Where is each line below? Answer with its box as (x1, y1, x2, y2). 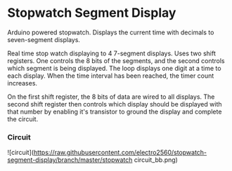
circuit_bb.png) (134, 156, 178, 164)
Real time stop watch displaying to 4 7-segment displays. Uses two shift (7, 49, 216, 57)
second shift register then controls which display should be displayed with (7, 100, 222, 108)
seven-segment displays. (7, 35, 81, 43)
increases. (7, 78, 37, 87)
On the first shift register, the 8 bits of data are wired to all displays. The (7, 93, 215, 101)
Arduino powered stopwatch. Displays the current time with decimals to (7, 28, 214, 36)
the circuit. (7, 114, 39, 123)
